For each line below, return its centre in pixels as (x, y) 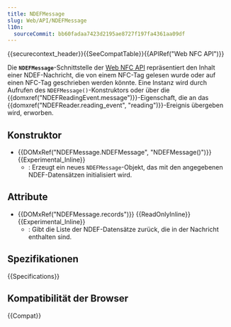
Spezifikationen (43, 259)
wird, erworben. (31, 113)
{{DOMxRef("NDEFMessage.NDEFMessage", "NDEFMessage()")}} (114, 153)
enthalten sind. (50, 237)
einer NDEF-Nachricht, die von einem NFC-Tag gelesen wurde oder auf (112, 75)
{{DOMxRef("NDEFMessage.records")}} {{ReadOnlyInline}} (104, 214)
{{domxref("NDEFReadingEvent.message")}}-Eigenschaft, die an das (108, 98)
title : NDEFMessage (36, 14)
